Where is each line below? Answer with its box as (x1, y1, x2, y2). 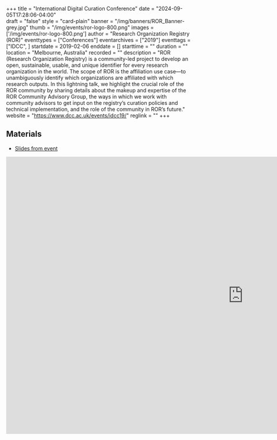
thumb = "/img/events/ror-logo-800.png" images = (29, 24, 154, 31)
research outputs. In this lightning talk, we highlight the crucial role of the (6, 81, 185, 88)
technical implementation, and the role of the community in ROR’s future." (6, 106, 185, 113)
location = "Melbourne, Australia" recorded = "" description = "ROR (6, 49, 171, 56)
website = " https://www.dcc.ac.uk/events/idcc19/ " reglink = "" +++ (6, 112, 170, 119)
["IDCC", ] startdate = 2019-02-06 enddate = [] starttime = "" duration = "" (6, 43, 188, 50)
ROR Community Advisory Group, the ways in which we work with (6, 93, 167, 100)
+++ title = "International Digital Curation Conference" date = (6, 5, 155, 12)
